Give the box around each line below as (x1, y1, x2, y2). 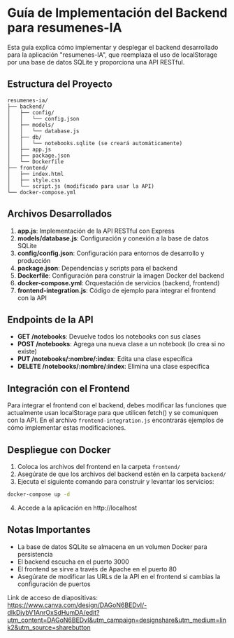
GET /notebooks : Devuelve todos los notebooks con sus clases (17, 332, 201, 341)
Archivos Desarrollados (7, 208, 112, 220)
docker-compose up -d (7, 491, 71, 498)
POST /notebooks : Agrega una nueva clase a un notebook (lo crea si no (17, 340, 226, 348)
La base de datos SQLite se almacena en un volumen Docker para (17, 542, 207, 551)
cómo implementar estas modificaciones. (7, 423, 126, 432)
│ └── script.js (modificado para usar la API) (7, 182, 155, 190)
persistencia (17, 550, 54, 558)
